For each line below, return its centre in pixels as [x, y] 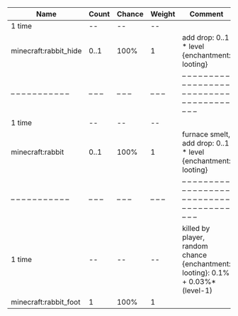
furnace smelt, [206, 134]
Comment [206, 14]
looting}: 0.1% [206, 273]
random [195, 246]
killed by [196, 228]
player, [193, 237]
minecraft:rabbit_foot [46, 302]
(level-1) [197, 290]
